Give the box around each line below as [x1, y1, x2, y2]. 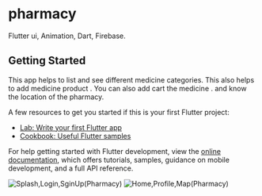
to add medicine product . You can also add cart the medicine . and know [8, 83, 247, 93]
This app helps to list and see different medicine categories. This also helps [8, 75, 255, 84]
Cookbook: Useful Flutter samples [19, 131, 131, 140]
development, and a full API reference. [8, 163, 134, 173]
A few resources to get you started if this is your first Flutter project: [8, 107, 230, 117]
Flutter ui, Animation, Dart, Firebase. [8, 31, 127, 40]
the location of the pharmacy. [8, 92, 104, 102]
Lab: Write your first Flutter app [19, 122, 123, 132]
